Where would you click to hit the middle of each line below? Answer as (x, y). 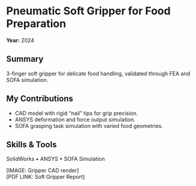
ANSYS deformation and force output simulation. (75, 119)
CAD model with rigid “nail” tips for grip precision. (76, 113)
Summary (25, 59)
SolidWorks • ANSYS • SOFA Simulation (56, 159)
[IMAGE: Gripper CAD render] (43, 170)
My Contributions (40, 99)
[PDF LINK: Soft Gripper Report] (46, 177)
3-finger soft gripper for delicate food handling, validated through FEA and (98, 74)
